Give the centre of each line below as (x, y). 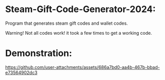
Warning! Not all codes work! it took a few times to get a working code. (79, 33)
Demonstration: (39, 53)
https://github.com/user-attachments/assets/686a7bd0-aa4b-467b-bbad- (82, 67)
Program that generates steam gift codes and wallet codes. (67, 23)
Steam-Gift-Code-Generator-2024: (80, 9)
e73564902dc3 (21, 72)
